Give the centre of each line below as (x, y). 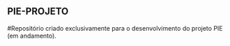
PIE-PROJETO (38, 11)
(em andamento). (32, 36)
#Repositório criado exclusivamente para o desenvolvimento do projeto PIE (115, 28)
